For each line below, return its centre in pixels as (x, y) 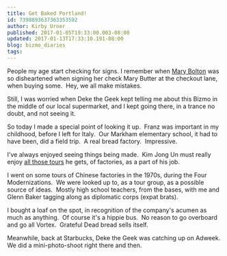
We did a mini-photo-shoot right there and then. (75, 245)
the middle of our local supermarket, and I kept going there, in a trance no (111, 106)
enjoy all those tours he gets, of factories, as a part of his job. (93, 162)
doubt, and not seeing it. (42, 113)
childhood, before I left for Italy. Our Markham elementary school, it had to (112, 133)
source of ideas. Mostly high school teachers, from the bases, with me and (113, 190)
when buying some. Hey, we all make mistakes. (75, 86)
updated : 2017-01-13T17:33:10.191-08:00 (66, 39)
